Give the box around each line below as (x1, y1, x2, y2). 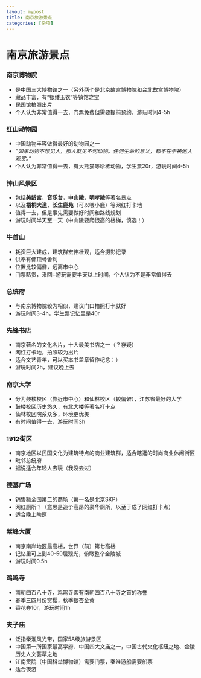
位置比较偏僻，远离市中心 (14, 263, 79, 270)
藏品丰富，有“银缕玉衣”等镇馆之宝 (14, 93, 100, 100)
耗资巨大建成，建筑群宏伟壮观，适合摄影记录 (14, 248, 127, 255)
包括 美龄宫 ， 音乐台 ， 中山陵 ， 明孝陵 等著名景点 (14, 194, 132, 201)
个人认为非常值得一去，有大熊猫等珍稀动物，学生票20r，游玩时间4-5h (14, 162, 190, 170)
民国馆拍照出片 (14, 101, 53, 108)
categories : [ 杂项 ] (6, 20, 54, 26)
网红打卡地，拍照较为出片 (14, 348, 79, 356)
